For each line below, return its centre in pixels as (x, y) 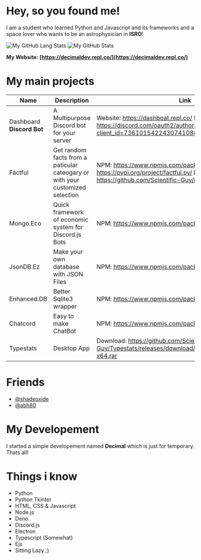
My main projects (50, 81)
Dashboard (25, 121)
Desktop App (71, 348)
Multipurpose (72, 118)
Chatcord (22, 323)
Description (72, 100)
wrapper (65, 306)
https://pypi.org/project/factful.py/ (144, 172)
